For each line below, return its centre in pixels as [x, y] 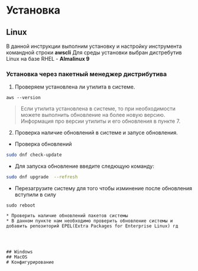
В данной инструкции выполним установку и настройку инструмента [94, 46]
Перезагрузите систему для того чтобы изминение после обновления [103, 188]
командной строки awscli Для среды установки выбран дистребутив [94, 53]
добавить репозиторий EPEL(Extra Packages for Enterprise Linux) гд [92, 226]
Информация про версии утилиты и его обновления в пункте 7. [100, 121]
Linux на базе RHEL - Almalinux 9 [48, 59]
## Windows [20, 252]
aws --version [24, 98]
